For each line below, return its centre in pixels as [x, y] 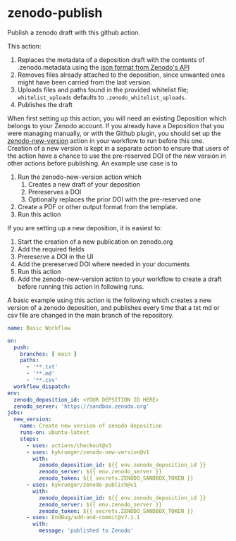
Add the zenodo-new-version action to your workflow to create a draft [119, 279]
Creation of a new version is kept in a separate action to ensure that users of [118, 148]
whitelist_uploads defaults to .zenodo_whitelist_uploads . [102, 97]
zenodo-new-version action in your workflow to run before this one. [106, 141]
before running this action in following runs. [81, 286]
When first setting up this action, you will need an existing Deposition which [117, 118]
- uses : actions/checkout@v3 [69, 445]
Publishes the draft [45, 104]
